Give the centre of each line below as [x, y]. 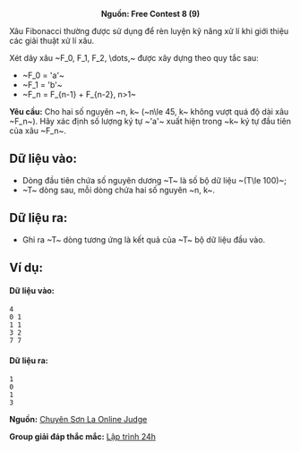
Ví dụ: [26, 268]
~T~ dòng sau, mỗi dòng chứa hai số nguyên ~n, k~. [119, 190]
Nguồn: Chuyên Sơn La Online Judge [78, 420]
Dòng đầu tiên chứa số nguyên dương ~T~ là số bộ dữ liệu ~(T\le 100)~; [154, 180]
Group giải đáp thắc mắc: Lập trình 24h [83, 437]
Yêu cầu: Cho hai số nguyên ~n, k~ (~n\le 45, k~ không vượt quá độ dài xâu [149, 111]
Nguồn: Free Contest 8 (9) [150, 14]
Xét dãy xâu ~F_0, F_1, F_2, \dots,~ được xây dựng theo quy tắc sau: [134, 58]
